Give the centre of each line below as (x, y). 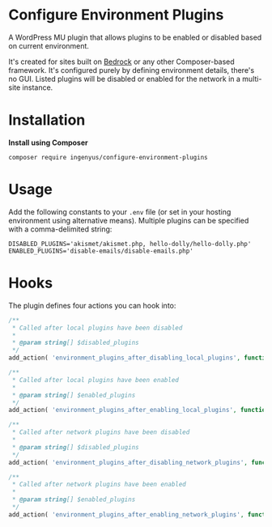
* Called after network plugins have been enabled (99, 484)
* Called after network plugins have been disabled (101, 432)
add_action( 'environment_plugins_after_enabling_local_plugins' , (123, 410)
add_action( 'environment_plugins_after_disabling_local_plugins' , (125, 358)
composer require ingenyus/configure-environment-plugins (108, 157)
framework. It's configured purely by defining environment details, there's (132, 70)
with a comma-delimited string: (60, 229)
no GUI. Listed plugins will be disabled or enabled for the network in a (125, 79)
